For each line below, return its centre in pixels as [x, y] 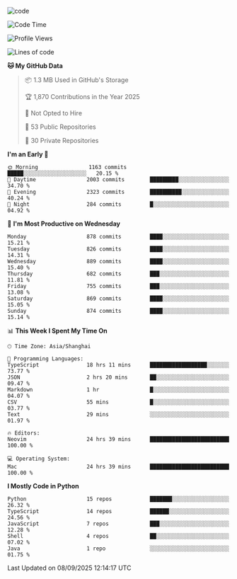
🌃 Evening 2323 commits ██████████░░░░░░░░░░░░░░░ [118, 192]
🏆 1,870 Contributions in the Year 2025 [82, 97]
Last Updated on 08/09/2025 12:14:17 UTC [69, 568]
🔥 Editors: [24, 433]
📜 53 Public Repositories [60, 127]
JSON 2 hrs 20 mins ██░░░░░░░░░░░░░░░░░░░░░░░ [118, 377]
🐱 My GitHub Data [35, 66]
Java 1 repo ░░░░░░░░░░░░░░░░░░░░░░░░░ [118, 549]
